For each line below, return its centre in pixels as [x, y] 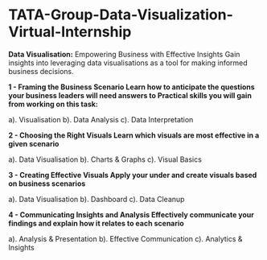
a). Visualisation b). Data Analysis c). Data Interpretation [101, 119]
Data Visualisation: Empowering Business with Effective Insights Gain [124, 54]
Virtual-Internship [70, 32]
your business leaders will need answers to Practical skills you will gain [130, 95]
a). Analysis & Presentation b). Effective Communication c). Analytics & [125, 238]
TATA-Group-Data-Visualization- [121, 15]
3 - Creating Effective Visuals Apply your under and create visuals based [133, 175]
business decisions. [41, 71]
